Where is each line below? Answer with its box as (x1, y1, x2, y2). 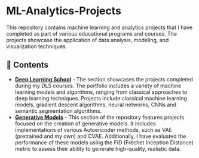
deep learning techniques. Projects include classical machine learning (14, 94, 187, 102)
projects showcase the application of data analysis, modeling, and (6, 36, 169, 43)
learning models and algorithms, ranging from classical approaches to (14, 88, 188, 96)
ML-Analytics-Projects (6, 4, 121, 18)
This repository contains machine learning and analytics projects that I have (6, 24, 193, 31)
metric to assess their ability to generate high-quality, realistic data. (14, 145, 181, 152)
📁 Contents (6, 60, 49, 70)
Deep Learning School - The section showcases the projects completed (14, 75, 193, 83)
